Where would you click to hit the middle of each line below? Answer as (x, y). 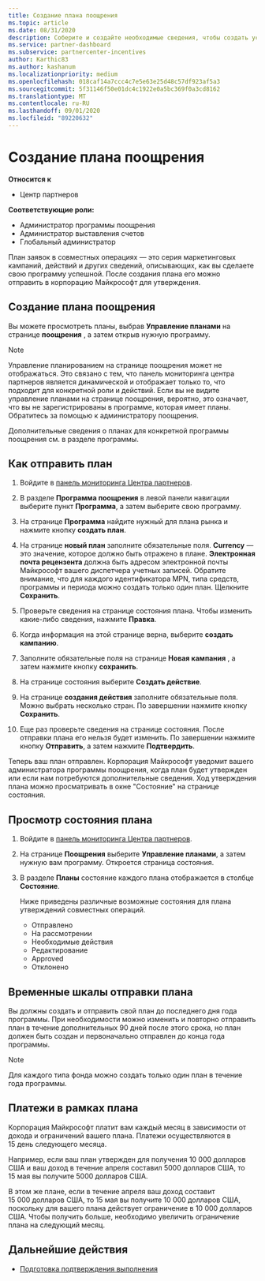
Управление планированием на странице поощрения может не (115, 365)
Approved (47, 959)
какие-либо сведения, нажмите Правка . (88, 620)
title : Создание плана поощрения (63, 15)
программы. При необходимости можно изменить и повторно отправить (132, 1020)
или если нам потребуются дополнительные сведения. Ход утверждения (132, 778)
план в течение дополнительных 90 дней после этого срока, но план (125, 1028)
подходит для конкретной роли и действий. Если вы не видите (114, 390)
